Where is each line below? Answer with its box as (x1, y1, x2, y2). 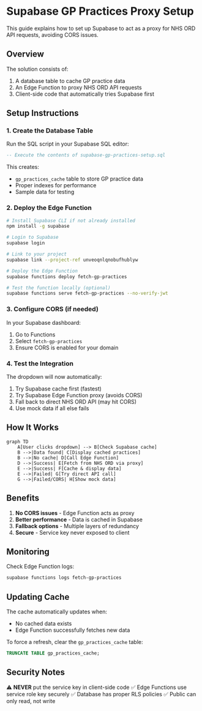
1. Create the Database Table (6, 126, 94, 135)
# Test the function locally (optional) (6, 284, 111, 291)
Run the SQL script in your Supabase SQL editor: (6, 140, 130, 148)
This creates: (6, 163, 40, 171)
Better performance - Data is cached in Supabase (15, 516, 143, 523)
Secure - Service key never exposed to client (15, 529, 130, 536)
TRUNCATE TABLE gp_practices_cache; (6, 650, 100, 656)
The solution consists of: (6, 65, 69, 72)
